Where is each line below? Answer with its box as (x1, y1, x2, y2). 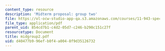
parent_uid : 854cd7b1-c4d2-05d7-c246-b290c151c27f (5, 25, 111, 30)
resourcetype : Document (5, 30, 54, 34)
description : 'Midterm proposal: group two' (5, 12, 98, 17)
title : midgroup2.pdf (5, 34, 50, 39)
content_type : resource (5, 7, 54, 12)
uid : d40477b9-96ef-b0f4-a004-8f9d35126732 (5, 39, 96, 44)
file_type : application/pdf (5, 20, 63, 26)
